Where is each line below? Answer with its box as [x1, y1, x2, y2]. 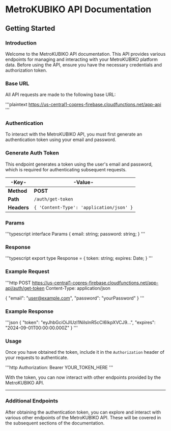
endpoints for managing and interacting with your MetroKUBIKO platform [5, 56, 158, 62]
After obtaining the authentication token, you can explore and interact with [5, 409, 161, 415]
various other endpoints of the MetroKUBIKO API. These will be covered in [5, 414, 161, 420]
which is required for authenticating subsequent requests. [5, 166, 127, 172]
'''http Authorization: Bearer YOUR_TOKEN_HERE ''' [5, 365, 113, 371]
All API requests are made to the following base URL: [5, 92, 116, 98]
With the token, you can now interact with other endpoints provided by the [5, 374, 161, 380]
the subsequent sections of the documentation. [5, 420, 105, 426]
